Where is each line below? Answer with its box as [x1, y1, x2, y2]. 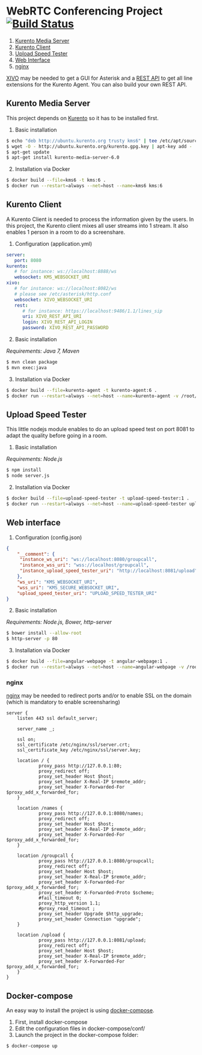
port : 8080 [14, 257, 42, 263]
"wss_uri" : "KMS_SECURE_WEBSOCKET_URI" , [17, 585, 120, 591]
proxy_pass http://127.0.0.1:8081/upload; [38, 937, 147, 943]
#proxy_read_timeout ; [38, 906, 96, 912]
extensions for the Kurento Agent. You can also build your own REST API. [6, 80, 188, 88]
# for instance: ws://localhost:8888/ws [14, 269, 117, 275]
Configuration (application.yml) [14, 240, 93, 247]
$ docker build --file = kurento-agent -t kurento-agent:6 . [6, 387, 158, 393]
